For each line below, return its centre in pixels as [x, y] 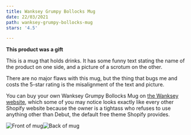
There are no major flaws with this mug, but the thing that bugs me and [92, 78]
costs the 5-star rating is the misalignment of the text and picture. [85, 85]
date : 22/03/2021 [27, 17]
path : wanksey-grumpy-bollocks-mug [50, 22]
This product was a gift [35, 50]
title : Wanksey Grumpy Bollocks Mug [51, 11]
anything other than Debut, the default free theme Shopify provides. [88, 115]
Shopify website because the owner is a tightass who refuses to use [88, 108]
